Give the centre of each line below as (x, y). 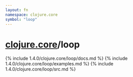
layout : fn (17, 10)
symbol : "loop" (21, 19)
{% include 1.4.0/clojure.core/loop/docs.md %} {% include (66, 58)
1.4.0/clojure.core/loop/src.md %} (41, 69)
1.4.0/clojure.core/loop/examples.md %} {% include (59, 64)
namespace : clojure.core (31, 15)
